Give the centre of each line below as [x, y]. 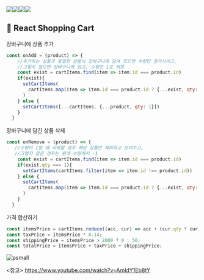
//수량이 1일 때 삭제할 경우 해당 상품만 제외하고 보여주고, [79, 148]
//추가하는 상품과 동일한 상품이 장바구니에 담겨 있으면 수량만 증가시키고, [97, 61]
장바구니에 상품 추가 [30, 44]
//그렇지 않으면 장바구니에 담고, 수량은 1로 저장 [71, 67]
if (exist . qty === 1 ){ [45, 165]
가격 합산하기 [22, 217]
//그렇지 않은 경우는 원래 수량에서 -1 [56, 154]
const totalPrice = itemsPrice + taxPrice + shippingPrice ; [85, 246]
